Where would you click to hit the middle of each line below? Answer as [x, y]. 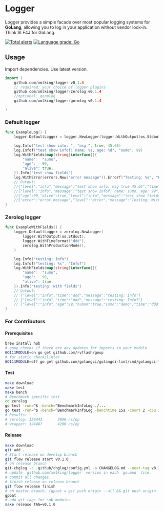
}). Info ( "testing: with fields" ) [48, 286]
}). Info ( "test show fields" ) [43, 173]
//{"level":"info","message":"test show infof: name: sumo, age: [82, 191]
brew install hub [23, 344]
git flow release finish [30, 486]
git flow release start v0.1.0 [37, 459]
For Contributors [25, 322]
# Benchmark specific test [32, 397]
